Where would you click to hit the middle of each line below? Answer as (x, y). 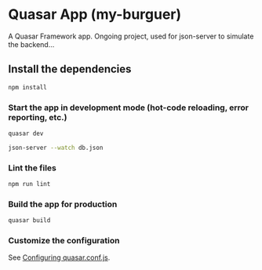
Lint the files (32, 168)
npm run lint (29, 184)
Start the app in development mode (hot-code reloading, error (129, 108)
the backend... (31, 44)
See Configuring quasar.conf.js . (59, 257)
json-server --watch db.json (56, 148)
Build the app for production (63, 204)
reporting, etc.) (38, 117)
